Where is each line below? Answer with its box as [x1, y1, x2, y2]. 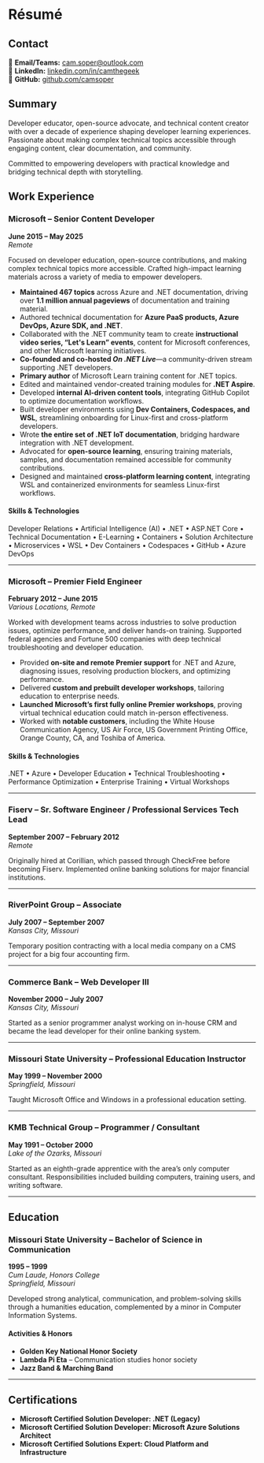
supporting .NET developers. [19, 363, 113, 372]
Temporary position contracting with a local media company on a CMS [8, 940, 236, 951]
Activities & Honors [8, 1328, 73, 1338]
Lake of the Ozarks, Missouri [8, 1148, 102, 1158]
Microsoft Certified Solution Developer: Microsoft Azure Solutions [19, 1423, 240, 1432]
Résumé [8, 6, 63, 24]
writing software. [8, 1180, 63, 1189]
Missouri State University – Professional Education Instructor [8, 1054, 246, 1065]
